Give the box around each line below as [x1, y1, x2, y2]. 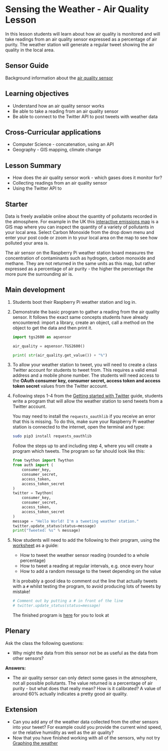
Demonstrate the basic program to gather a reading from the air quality [12, 308, 160, 315]
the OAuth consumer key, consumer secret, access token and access [12, 378, 161, 384]
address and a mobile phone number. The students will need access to [12, 372, 159, 378]
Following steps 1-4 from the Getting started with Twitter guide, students [12, 393, 163, 399]
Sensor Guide [5, 61, 49, 70]
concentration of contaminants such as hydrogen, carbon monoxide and [5, 255, 155, 261]
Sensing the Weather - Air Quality [5, 4, 149, 15]
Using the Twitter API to [12, 185, 62, 192]
